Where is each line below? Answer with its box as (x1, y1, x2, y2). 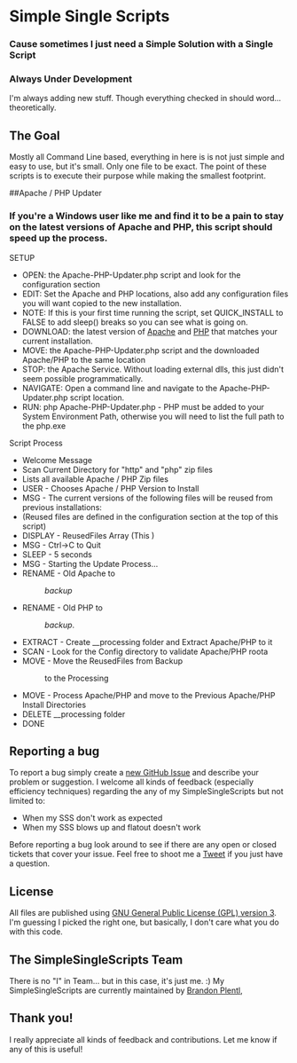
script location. (69, 392, 125, 403)
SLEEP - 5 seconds (21, 548, 93, 560)
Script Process (9, 437, 64, 448)
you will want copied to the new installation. (21, 297, 182, 308)
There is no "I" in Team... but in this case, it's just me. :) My (9, 975, 224, 986)
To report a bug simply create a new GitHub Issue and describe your (9, 768, 259, 778)
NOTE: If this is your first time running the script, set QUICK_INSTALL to (21, 307, 284, 318)
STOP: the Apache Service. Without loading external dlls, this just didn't (21, 364, 285, 374)
